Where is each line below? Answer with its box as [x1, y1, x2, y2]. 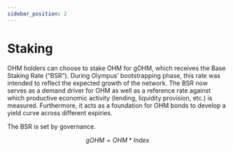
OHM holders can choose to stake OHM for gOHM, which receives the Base [7, 64, 226, 72]
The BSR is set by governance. [7, 122, 96, 131]
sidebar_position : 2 [7, 10, 68, 18]
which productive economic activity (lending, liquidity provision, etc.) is [7, 93, 213, 102]
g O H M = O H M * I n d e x [85, 136, 150, 144]
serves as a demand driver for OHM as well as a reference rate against [7, 86, 211, 95]
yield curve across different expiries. [7, 108, 113, 117]
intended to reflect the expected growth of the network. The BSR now [7, 79, 209, 87]
